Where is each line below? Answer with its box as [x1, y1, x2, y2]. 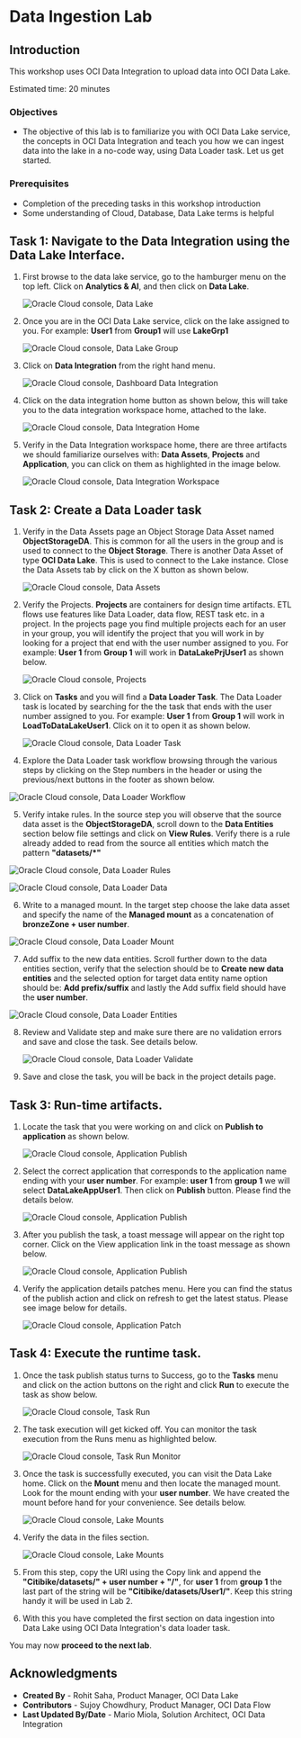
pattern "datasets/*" [22, 848, 102, 859]
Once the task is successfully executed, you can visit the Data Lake [22, 1468, 272, 1479]
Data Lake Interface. [9, 248, 126, 263]
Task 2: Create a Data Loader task [9, 502, 202, 518]
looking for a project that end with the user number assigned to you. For [22, 637, 289, 649]
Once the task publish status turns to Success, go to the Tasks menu [22, 1370, 279, 1381]
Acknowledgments [9, 1666, 119, 1681]
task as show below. [22, 1389, 98, 1400]
